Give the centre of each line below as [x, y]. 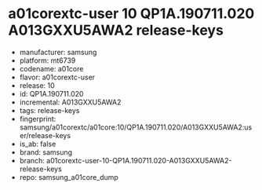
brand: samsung [46, 152]
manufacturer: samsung [58, 52]
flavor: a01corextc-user [57, 77]
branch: [32, 160]
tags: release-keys [49, 110]
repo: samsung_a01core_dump [69, 177]
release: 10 [37, 85]
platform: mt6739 [47, 60]
